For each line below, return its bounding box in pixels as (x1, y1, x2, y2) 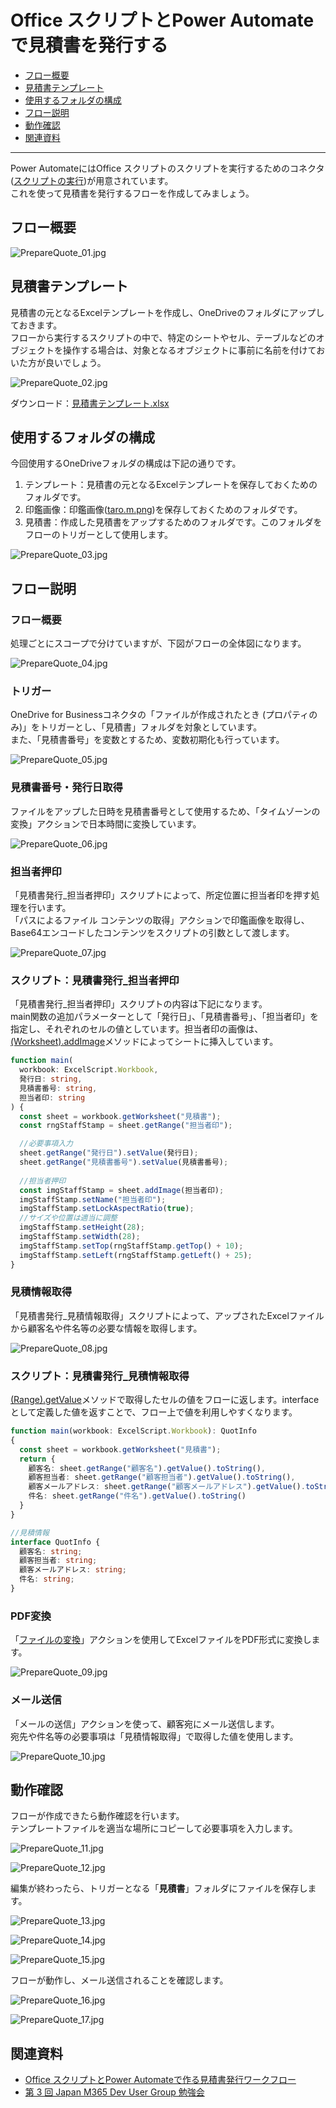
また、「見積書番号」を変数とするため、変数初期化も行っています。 (10, 734, 285, 746)
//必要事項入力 (19, 1139, 73, 1149)
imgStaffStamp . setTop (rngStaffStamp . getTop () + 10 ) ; (19, 1241, 244, 1251)
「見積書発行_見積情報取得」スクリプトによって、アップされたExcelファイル (10, 1309, 325, 1321)
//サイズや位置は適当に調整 (19, 1213, 118, 1223)
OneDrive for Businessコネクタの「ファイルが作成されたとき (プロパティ (10, 709, 310, 721)
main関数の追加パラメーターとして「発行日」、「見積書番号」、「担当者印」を (10, 1011, 319, 1023)
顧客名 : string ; (19, 1546, 83, 1556)
